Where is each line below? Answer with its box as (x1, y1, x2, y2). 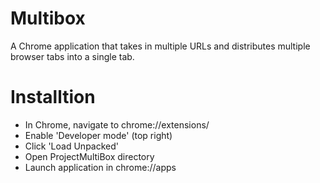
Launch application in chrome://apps (24, 161, 177, 173)
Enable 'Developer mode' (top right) (24, 129, 173, 141)
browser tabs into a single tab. (10, 50, 135, 62)
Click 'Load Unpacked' (24, 140, 119, 152)
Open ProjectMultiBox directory (24, 150, 155, 162)
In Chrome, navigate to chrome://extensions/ (24, 118, 210, 131)
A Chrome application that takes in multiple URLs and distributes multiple (10, 40, 311, 52)
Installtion (10, 86, 96, 109)
